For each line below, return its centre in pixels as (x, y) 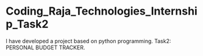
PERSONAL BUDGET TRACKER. (45, 47)
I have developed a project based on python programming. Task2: (88, 41)
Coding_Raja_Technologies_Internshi (101, 11)
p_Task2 (27, 24)
